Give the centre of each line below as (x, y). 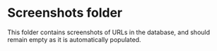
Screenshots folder (65, 13)
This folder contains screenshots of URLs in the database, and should (109, 32)
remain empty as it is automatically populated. (74, 39)
